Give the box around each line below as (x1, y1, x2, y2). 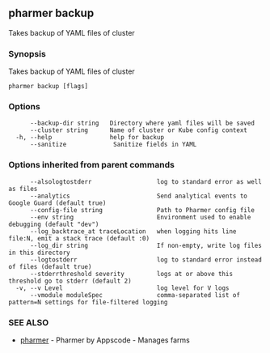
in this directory (8, 249, 70, 257)
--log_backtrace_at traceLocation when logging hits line (29, 227, 237, 236)
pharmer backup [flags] (8, 83, 89, 91)
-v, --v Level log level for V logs (15, 283, 230, 292)
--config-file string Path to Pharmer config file (29, 206, 255, 214)
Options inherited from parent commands (8, 159, 175, 171)
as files (8, 185, 38, 193)
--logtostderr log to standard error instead (29, 255, 263, 264)
